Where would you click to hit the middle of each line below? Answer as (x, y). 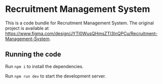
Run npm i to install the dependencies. (44, 66)
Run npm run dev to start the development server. (56, 76)
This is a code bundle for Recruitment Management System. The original (80, 23)
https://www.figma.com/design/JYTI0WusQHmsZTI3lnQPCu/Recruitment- (81, 33)
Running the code (33, 54)
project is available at (27, 28)
